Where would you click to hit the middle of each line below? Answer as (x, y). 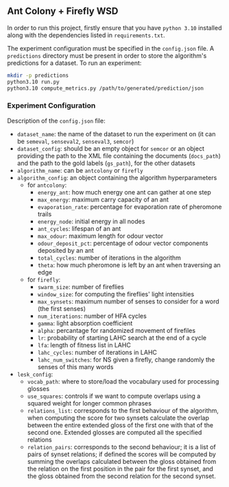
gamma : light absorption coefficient (85, 323)
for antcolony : (47, 185)
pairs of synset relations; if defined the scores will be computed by (121, 454)
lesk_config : (35, 374)
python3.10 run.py (33, 82)
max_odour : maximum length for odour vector (100, 236)
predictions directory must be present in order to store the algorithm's (107, 55)
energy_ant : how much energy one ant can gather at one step (124, 192)
